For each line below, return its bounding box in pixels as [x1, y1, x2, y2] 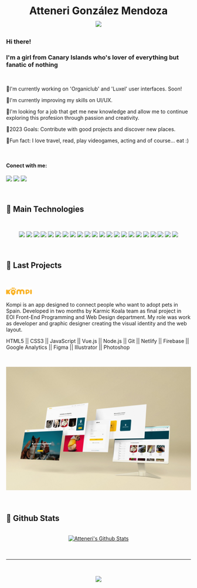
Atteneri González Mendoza [29, 4, 168, 18]
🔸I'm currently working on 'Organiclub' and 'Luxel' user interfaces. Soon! [6, 85, 182, 92]
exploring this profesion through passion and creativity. [6, 115, 140, 122]
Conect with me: [6, 162, 47, 169]
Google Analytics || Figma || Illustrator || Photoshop [6, 344, 130, 351]
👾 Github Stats [6, 513, 60, 523]
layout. [6, 326, 22, 333]
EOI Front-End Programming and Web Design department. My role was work [6, 314, 191, 321]
